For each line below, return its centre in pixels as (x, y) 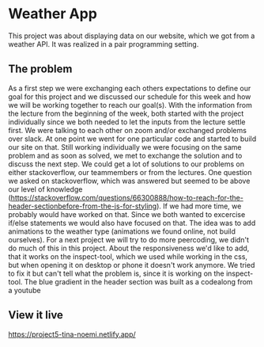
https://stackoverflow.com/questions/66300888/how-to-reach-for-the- (127, 197)
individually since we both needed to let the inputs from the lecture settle (127, 122)
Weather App (53, 14)
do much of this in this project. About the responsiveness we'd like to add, (129, 248)
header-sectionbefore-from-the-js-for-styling (83, 206)
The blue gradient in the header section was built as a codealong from (138, 281)
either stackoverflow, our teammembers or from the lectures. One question (130, 172)
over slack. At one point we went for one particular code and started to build (132, 139)
